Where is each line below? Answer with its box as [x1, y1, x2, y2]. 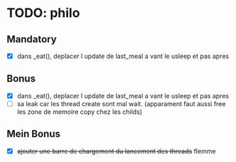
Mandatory [6, 33, 58, 45]
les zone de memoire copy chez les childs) [16, 108, 143, 116]
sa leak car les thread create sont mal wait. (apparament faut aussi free [16, 99, 226, 108]
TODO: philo [6, 5, 80, 21]
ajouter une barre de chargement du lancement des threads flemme [16, 146, 216, 155]
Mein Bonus [6, 128, 61, 140]
